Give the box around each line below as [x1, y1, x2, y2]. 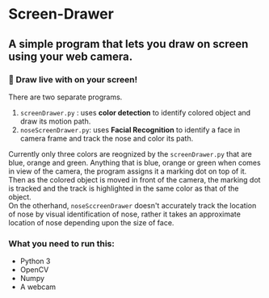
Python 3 [19, 256, 51, 267]
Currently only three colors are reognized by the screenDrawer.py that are [8, 149, 252, 158]
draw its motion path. [19, 116, 91, 126]
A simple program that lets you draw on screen [8, 37, 249, 51]
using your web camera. [8, 49, 133, 63]
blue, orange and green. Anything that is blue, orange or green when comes [8, 157, 261, 167]
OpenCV [19, 265, 49, 275]
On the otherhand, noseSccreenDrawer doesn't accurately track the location [8, 200, 257, 210]
